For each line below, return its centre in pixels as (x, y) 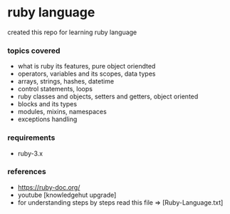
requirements (31, 138)
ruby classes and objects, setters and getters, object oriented (108, 96)
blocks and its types (47, 104)
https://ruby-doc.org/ (49, 187)
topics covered (34, 51)
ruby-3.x (30, 153)
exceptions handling (47, 119)
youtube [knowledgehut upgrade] (67, 195)
